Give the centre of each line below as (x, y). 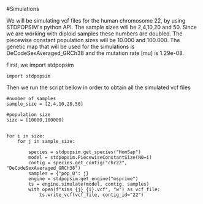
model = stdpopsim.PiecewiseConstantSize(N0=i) (90, 158)
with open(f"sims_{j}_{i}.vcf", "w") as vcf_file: (94, 189)
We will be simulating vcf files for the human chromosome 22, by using (96, 20)
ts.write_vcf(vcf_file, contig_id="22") (91, 195)
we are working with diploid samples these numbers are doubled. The (94, 34)
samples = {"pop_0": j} (59, 173)
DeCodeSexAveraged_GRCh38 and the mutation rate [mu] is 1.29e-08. (95, 53)
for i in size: (26, 136)
